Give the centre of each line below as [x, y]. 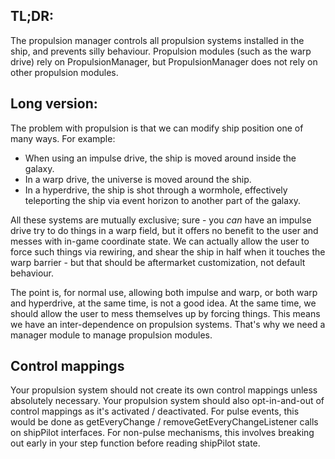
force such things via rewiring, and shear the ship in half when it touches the [168, 251]
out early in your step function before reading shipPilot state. [135, 443]
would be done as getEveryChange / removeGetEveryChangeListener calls [164, 422]
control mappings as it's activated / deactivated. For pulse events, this [155, 411]
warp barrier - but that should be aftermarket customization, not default [158, 262]
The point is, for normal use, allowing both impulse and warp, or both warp [164, 292]
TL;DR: [32, 16]
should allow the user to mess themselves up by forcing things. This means [165, 313]
